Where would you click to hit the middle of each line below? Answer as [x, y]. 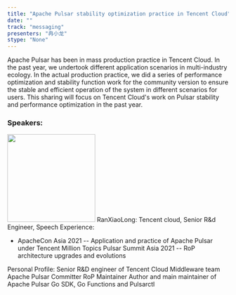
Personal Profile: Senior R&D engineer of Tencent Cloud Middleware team [114, 269]
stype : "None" [28, 40]
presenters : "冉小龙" [37, 33]
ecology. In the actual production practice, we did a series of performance [115, 75]
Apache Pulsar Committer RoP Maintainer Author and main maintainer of [112, 277]
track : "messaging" [36, 27]
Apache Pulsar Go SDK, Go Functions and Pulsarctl [81, 284]
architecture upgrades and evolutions [72, 256]
